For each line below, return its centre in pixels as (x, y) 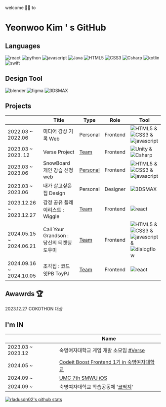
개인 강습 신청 (58, 170)
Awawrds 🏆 (24, 294)
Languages (23, 46)
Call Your (54, 229)
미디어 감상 (55, 131)
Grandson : (56, 235)
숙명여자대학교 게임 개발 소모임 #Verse (102, 351)
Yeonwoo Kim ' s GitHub (56, 28)
